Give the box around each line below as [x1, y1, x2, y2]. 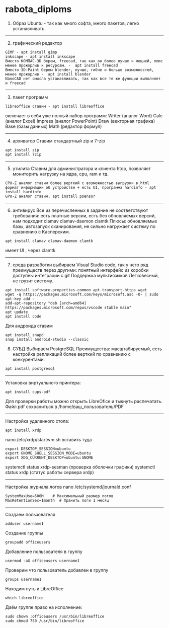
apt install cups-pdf [5, 389, 51, 395]
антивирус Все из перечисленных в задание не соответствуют [12, 207, 148, 213]
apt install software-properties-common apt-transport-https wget [5, 287, 147, 292]
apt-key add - [5, 296, 35, 301]
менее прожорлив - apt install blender [5, 71, 92, 76]
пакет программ [12, 94, 48, 100]
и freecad [5, 81, 26, 86]
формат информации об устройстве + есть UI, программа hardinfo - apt [5, 185, 156, 190]
